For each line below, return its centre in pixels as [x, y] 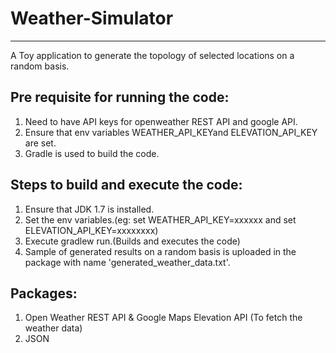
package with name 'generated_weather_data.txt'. [127, 262]
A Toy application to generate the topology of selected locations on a [152, 55]
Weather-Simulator [92, 18]
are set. [40, 143]
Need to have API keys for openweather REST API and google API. [161, 121]
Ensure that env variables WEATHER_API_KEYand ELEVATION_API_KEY [171, 132]
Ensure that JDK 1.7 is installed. [89, 209]
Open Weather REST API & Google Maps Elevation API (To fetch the [163, 318]
